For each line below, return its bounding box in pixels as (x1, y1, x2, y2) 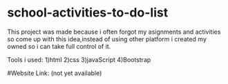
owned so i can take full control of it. (7, 42, 111, 50)
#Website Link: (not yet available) (7, 69, 102, 77)
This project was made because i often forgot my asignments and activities (7, 28, 221, 36)
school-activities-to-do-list (7, 5, 169, 21)
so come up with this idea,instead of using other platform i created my (7, 34, 207, 43)
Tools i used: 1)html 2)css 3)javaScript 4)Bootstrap (7, 55, 151, 63)
